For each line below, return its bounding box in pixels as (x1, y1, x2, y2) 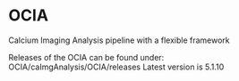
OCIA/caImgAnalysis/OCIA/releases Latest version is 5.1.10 (8, 61, 225, 72)
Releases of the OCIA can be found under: (8, 52, 165, 62)
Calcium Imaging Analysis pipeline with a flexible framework (8, 35, 230, 45)
